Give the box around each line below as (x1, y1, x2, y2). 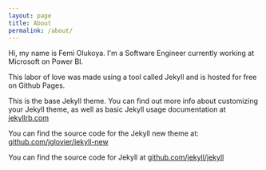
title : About (8, 19, 52, 27)
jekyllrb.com (8, 113, 50, 123)
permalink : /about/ (8, 26, 73, 34)
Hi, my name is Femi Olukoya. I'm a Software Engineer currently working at (8, 49, 255, 58)
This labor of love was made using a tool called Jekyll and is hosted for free (8, 73, 257, 82)
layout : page (8, 11, 52, 20)
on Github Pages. (8, 81, 66, 90)
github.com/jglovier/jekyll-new (8, 137, 109, 147)
